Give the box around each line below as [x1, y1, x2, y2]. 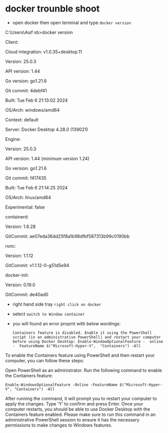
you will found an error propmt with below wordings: [12, 320, 121, 326]
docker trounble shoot [5, 3, 100, 15]
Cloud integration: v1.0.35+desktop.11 [5, 49, 82, 55]
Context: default [5, 116, 39, 123]
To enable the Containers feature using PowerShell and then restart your [5, 352, 155, 358]
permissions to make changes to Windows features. [5, 422, 113, 428]
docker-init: [5, 272, 29, 278]
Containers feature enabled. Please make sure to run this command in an [5, 411, 156, 417]
